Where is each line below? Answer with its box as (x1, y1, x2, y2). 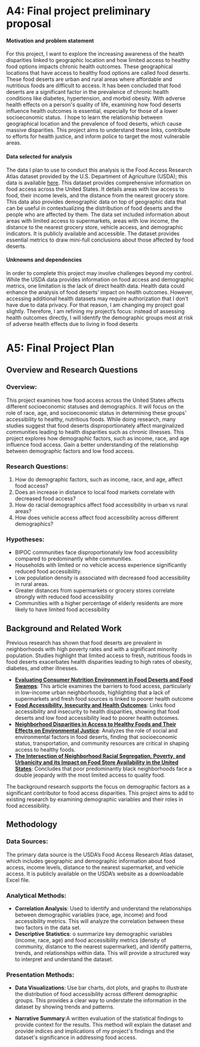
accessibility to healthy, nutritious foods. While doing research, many (6, 416, 176, 423)
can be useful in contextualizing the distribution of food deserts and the (6, 204, 183, 212)
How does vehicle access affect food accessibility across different (14, 514, 179, 521)
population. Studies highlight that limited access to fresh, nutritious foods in (6, 652, 192, 659)
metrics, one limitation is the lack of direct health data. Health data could (6, 282, 185, 289)
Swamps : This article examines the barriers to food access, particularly (14, 683, 191, 690)
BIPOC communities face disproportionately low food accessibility (14, 549, 178, 556)
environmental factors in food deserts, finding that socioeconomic (14, 734, 178, 741)
